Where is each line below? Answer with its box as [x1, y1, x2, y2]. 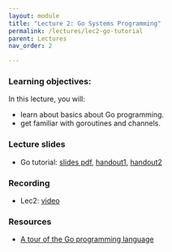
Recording [8, 177, 50, 189]
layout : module [8, 11, 60, 20]
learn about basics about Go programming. [19, 110, 165, 120]
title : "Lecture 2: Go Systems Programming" [8, 19, 161, 28]
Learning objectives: [8, 76, 92, 88]
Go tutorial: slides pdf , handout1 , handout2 [19, 157, 162, 167]
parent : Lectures [8, 34, 67, 43]
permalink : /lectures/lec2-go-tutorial [8, 27, 144, 35]
